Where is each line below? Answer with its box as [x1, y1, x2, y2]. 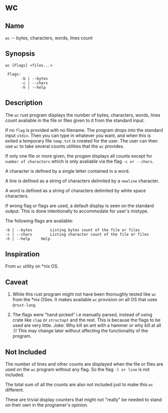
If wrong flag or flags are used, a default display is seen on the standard [5, 202, 154, 209]
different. [5, 387, 24, 393]
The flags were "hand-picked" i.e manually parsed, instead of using [12, 312, 152, 318]
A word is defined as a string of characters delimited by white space [5, 187, 146, 193]
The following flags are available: [5, 218, 74, 224]
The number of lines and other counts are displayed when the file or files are [5, 361, 163, 367]
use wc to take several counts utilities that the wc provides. [5, 143, 124, 149]
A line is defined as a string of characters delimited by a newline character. [5, 178, 159, 184]
